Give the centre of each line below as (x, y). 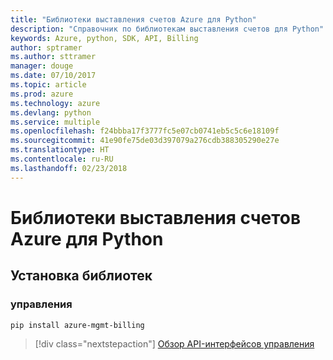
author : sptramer (46, 47)
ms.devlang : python (51, 112)
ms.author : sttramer (53, 57)
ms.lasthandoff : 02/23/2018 (69, 168)
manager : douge (42, 66)
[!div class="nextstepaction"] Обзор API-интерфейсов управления (174, 344)
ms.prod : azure (42, 94)
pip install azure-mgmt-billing (77, 325)
